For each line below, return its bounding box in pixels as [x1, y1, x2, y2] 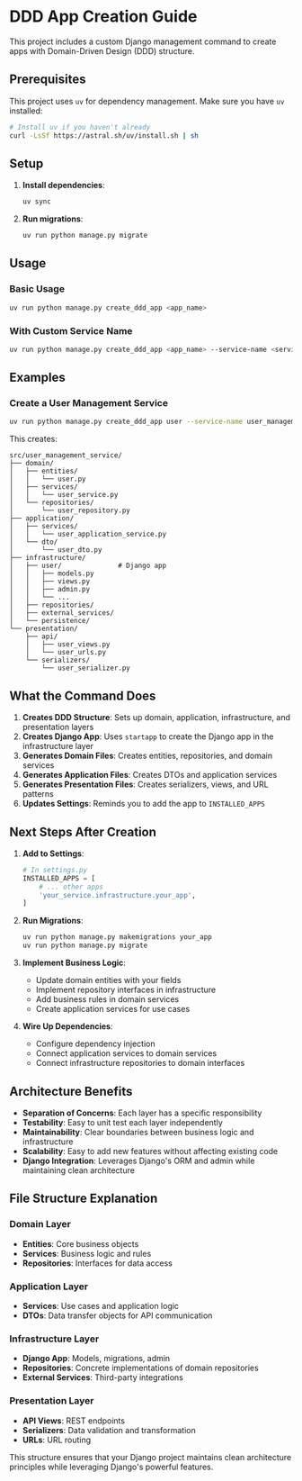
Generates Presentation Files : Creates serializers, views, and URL [22, 779, 269, 790]
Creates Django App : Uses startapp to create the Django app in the [22, 731, 274, 742]
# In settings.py [22, 865, 88, 874]
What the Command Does [9, 688, 156, 703]
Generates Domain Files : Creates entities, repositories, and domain [22, 750, 272, 762]
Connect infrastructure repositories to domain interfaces [35, 1058, 245, 1069]
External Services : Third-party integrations [22, 1372, 184, 1383]
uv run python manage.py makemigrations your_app [22, 933, 213, 942]
